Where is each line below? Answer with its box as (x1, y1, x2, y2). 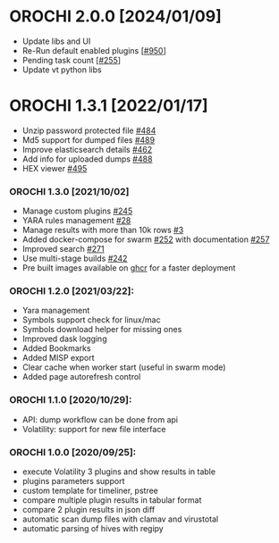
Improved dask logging (21, 333, 107, 345)
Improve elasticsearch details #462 (21, 144, 153, 155)
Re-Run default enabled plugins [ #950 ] (21, 45, 167, 55)
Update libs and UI (21, 36, 91, 46)
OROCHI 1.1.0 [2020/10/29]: (9, 394, 132, 406)
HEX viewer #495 (21, 163, 88, 173)
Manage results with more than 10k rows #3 (21, 225, 184, 236)
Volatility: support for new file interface (21, 423, 166, 434)
